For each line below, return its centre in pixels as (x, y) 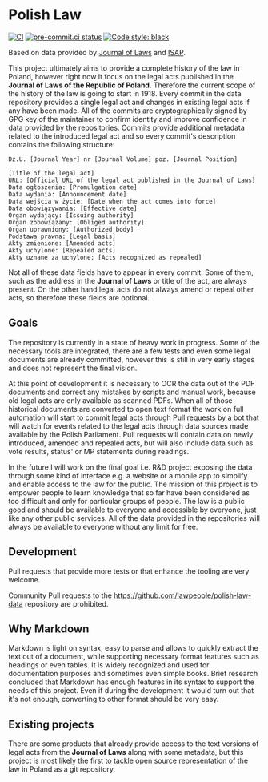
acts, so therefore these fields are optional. (79, 297)
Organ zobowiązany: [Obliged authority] (77, 222)
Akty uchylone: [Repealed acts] (62, 250)
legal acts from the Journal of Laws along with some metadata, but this (126, 752)
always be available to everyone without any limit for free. (103, 526)
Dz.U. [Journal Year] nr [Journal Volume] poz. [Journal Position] (123, 159)
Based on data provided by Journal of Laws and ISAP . (97, 52)
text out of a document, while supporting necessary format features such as (134, 657)
